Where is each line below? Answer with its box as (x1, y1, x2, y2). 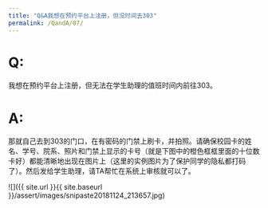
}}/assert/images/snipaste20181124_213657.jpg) (8, 190, 165, 200)
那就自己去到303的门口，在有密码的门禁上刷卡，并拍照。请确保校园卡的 (8, 136, 246, 146)
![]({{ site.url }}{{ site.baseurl (8, 182, 103, 192)
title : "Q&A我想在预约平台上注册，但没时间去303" (8, 11, 157, 20)
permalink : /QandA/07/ (8, 19, 84, 27)
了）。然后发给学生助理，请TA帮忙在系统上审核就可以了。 (8, 167, 195, 176)
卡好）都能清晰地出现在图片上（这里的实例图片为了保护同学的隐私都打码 (8, 156, 246, 166)
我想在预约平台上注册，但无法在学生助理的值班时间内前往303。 (8, 80, 218, 90)
